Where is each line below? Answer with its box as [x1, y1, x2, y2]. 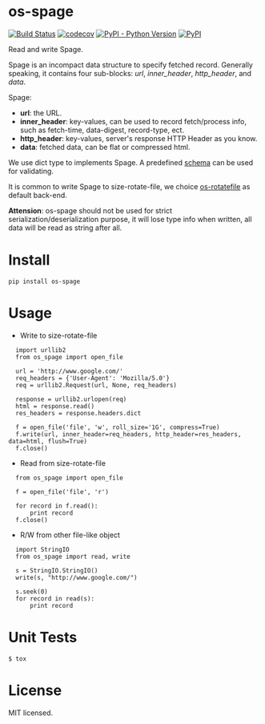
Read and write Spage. [8, 44, 84, 54]
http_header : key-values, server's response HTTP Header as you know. [19, 133, 258, 143]
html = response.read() [15, 402, 94, 411]
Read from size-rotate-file [19, 458, 106, 467]
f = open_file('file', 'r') [15, 487, 110, 495]
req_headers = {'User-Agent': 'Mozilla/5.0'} [15, 374, 171, 382]
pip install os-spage [8, 277, 81, 285]
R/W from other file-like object [19, 530, 120, 540]
